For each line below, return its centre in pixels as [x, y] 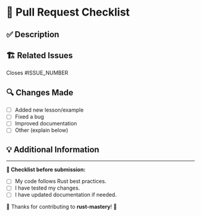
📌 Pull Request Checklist [68, 12]
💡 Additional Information [53, 149]
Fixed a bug [29, 117]
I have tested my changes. [47, 188]
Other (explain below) [42, 130]
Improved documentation [46, 124]
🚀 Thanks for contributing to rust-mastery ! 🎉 [62, 207]
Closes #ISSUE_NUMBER [37, 73]
